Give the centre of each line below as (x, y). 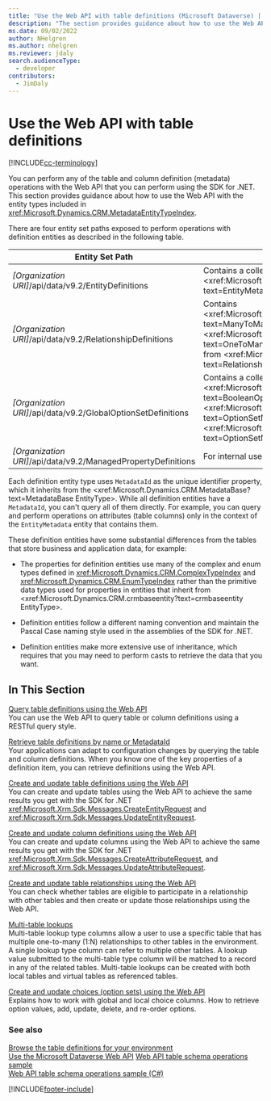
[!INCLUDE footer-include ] (51, 1089)
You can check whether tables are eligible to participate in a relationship (128, 892)
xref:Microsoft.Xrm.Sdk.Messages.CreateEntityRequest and (108, 809)
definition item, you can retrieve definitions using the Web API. (112, 767)
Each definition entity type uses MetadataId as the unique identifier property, (135, 481)
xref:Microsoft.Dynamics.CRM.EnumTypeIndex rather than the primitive (138, 582)
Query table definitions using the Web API (78, 709)
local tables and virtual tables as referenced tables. (93, 976)
